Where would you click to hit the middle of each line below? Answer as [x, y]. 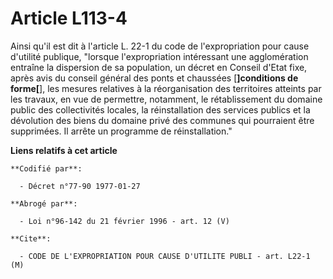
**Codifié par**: [46, 168]
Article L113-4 [69, 18]
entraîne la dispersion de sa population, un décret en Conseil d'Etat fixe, [159, 67]
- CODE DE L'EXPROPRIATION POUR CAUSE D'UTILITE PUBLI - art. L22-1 [165, 256]
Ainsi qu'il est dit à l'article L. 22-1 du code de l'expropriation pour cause [160, 46]
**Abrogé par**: [44, 203]
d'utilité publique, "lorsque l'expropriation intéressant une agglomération [159, 56]
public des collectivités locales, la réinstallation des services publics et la [160, 109]
